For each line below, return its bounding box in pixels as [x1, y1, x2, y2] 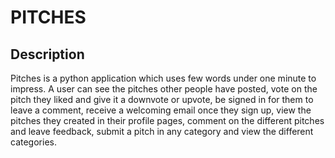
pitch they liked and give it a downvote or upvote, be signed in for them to [10, 94, 314, 105]
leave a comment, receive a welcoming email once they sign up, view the [10, 104, 312, 116]
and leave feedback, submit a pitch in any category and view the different [10, 126, 314, 137]
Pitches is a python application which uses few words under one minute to [10, 72, 317, 84]
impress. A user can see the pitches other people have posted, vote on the [10, 83, 318, 95]
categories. [10, 136, 57, 148]
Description [10, 46, 85, 63]
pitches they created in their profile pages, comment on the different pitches [10, 115, 325, 126]
